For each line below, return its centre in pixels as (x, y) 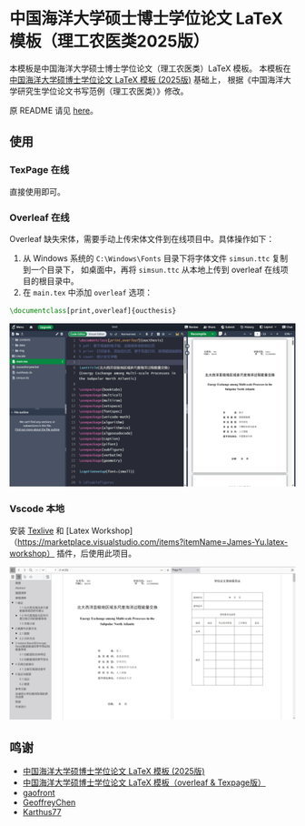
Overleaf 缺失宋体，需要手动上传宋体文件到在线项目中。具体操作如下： (142, 238)
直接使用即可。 (37, 191)
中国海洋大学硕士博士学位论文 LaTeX (146, 19)
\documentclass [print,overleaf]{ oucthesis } (93, 310)
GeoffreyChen (49, 802)
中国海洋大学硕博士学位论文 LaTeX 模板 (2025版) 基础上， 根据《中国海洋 (147, 79)
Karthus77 (42, 812)
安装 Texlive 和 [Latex (49, 530)
